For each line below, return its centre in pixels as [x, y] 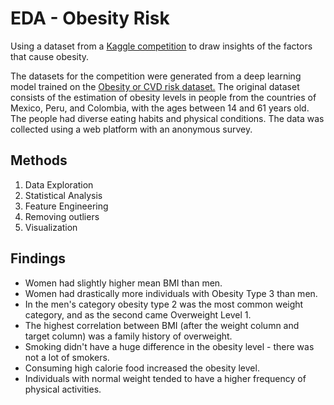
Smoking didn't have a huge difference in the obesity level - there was [169, 346]
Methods [39, 160]
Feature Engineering [66, 206]
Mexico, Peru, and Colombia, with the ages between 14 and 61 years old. [160, 108]
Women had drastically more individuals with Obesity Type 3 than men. [171, 293]
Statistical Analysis [63, 195]
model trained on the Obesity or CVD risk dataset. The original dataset [155, 86]
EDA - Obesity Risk [90, 18]
